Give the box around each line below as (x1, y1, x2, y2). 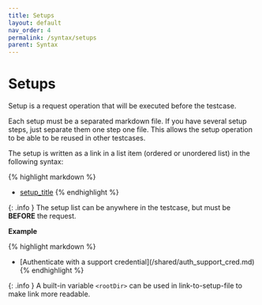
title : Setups (8, 11, 55, 20)
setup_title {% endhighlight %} (19, 187, 120, 198)
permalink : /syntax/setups (8, 33, 97, 42)
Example (8, 227, 38, 236)
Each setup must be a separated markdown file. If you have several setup (8, 116, 247, 126)
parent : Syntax (8, 41, 58, 49)
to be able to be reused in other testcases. (8, 134, 146, 143)
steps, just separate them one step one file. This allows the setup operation (8, 125, 253, 134)
